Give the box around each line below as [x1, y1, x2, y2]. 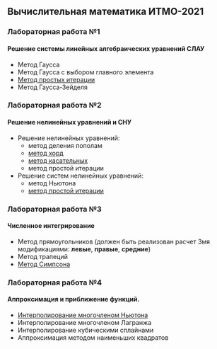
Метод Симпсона [17, 260, 71, 268]
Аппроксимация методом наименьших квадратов [17, 333, 169, 342]
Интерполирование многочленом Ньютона [17, 311, 148, 319]
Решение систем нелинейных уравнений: [17, 171, 143, 180]
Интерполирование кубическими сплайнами [17, 326, 154, 334]
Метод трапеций [17, 252, 69, 261]
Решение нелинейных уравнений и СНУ [7, 118, 132, 127]
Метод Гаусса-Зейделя [17, 83, 88, 91]
